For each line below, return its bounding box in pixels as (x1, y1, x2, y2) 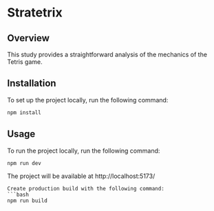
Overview (7, 32, 50, 44)
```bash (7, 191, 30, 199)
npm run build (7, 197, 48, 204)
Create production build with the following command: (7, 186, 165, 192)
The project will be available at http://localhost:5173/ (7, 172, 156, 180)
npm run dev (7, 159, 41, 166)
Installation (7, 78, 56, 89)
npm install (7, 109, 41, 116)
